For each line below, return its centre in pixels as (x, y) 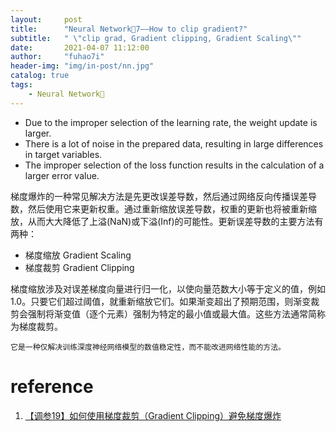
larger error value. (62, 175)
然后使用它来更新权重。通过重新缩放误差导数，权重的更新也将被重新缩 (172, 208)
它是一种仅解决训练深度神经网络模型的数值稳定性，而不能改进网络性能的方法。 (148, 347)
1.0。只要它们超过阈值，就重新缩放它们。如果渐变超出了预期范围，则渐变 (161, 301)
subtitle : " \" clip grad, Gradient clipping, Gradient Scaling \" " (156, 38)
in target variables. (63, 154)
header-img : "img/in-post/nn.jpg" (82, 66)
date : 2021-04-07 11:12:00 (80, 47)
